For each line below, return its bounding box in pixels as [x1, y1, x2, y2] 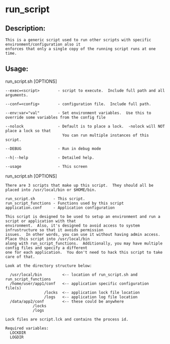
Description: [5, 24, 46, 33]
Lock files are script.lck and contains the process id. [5, 316, 129, 322]
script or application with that [5, 218, 76, 224]
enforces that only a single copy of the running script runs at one [5, 46, 156, 52]
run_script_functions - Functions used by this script [5, 201, 124, 206]
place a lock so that [5, 128, 51, 133]
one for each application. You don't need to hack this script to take [5, 250, 163, 255]
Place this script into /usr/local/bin [5, 236, 90, 241]
